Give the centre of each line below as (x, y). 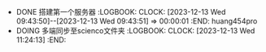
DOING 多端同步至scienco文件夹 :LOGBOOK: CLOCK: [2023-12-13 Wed (135, 30)
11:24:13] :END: (41, 40)
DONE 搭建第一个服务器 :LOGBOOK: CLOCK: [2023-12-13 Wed (121, 12)
